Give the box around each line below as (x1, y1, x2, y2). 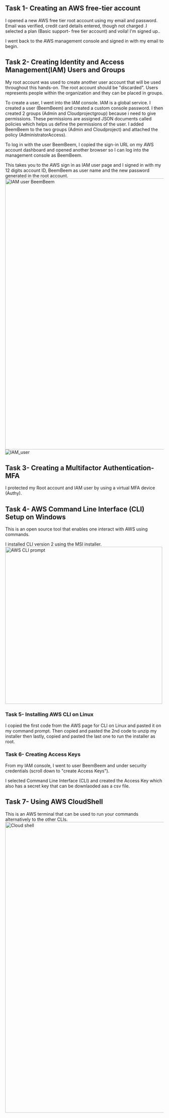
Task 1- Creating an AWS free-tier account (5, 4, 141, 13)
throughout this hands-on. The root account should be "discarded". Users (5, 84, 158, 90)
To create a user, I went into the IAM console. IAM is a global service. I (5, 99, 151, 105)
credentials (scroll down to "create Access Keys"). (5, 768, 110, 774)
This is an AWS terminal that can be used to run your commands (5, 811, 139, 817)
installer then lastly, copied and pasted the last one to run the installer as (5, 733, 155, 739)
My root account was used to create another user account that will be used (5, 79, 161, 85)
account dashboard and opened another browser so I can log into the (5, 147, 149, 153)
